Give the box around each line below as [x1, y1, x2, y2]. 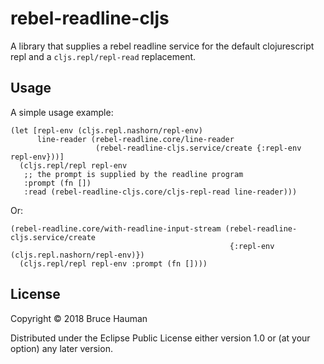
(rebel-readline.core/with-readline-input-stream [10, 223, 222, 234]
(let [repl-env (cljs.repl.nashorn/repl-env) [10, 125, 203, 136]
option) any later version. [10, 342, 113, 354]
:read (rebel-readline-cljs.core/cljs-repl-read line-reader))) [23, 187, 298, 197]
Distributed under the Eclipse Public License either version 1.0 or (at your [10, 332, 311, 344]
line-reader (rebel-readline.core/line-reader [36, 134, 235, 144]
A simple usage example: [10, 106, 114, 118]
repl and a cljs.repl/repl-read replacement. [10, 50, 197, 62]
